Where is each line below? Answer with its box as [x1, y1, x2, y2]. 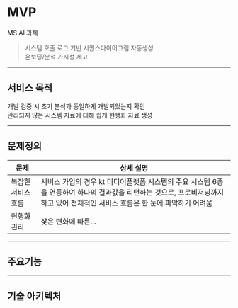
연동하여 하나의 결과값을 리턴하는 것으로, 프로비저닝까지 [49, 187, 225, 197]
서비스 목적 [7, 82, 53, 94]
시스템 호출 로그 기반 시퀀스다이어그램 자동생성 [24, 43, 154, 52]
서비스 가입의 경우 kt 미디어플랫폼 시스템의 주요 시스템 [40, 176, 211, 186]
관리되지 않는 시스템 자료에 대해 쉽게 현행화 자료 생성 [7, 110, 153, 119]
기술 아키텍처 [7, 290, 62, 302]
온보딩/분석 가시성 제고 [24, 52, 89, 61]
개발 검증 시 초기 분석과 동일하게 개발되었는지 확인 [7, 102, 145, 110]
